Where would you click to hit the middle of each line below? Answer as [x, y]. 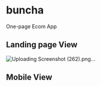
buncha [25, 10]
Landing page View [42, 45]
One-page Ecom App [32, 26]
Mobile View [29, 78]
